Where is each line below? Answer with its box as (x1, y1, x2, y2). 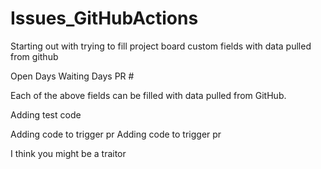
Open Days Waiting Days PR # (10, 70, 135, 82)
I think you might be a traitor (10, 147, 127, 159)
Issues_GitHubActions (10, 7, 199, 30)
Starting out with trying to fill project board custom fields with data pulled (10, 40, 312, 52)
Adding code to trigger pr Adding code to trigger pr (10, 128, 222, 140)
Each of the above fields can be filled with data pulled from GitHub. (10, 89, 287, 101)
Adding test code (10, 108, 82, 121)
